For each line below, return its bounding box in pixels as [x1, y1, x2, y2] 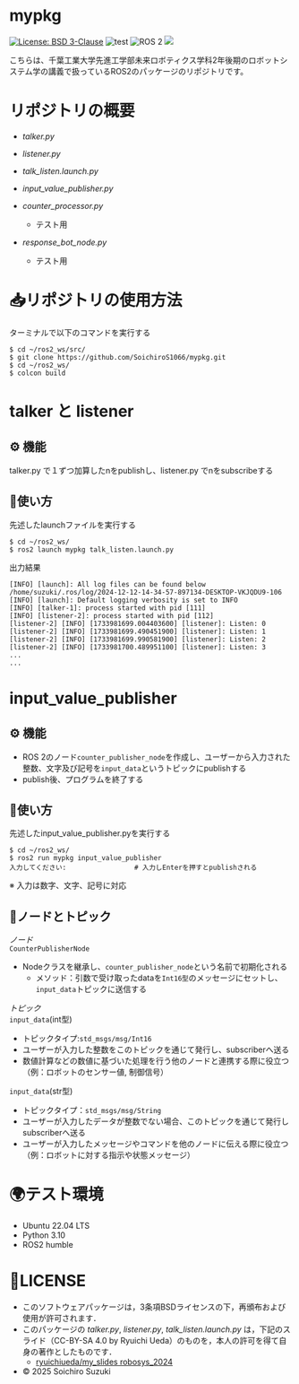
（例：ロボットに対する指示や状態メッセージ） [21, 1150, 195, 1161]
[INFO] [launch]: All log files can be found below [9, 579, 206, 588]
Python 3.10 [21, 1230, 65, 1240]
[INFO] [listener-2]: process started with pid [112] [9, 611, 215, 620]
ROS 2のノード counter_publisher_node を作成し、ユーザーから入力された [21, 751, 291, 762]
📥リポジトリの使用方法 [9, 291, 183, 310]
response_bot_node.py [21, 237, 107, 248]
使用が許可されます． [21, 1313, 101, 1324]
